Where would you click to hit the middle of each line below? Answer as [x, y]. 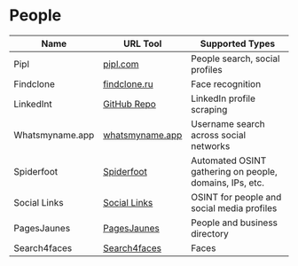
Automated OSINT [228, 160]
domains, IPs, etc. [227, 183]
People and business [234, 223]
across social [218, 135]
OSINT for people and [236, 197]
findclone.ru [128, 83]
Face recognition [226, 83]
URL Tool [142, 43]
